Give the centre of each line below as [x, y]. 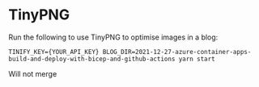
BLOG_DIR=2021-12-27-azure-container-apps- [177, 52]
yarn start [197, 59]
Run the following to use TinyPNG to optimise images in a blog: [113, 37]
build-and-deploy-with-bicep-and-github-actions [92, 59]
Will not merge [33, 73]
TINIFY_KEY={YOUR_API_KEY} [54, 52]
